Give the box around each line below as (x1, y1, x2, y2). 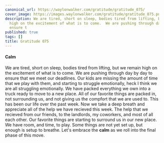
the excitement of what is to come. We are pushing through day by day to (5, 70, 153, 76)
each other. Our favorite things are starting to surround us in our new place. (5, 117, 157, 123)
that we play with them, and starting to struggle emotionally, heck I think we (5, 80, 157, 86)
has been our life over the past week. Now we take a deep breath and (5, 101, 145, 107)
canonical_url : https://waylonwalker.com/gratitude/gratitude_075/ (5, 7, 145, 12)
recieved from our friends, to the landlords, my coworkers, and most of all (5, 111, 153, 117)
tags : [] (5, 35, 23, 40)
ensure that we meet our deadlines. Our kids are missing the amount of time (5, 75, 158, 81)
